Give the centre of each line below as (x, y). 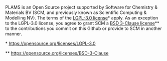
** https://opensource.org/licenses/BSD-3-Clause (57, 53)
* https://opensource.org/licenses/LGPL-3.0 (51, 43)
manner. (14, 34)
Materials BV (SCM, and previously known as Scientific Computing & (76, 12)
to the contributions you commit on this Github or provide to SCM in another (83, 28)
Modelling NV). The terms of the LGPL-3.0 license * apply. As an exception (82, 18)
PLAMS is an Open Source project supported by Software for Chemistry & (81, 7)
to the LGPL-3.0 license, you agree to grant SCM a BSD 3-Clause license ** (82, 23)
